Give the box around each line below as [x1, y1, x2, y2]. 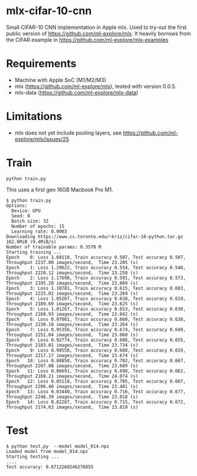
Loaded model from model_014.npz [6, 448, 88, 454]
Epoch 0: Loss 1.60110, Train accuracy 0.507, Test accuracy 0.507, [6, 254, 186, 260]
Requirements [6, 57, 77, 70]
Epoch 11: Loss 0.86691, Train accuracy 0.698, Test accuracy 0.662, [6, 368, 186, 374]
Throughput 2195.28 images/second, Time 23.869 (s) [6, 280, 139, 286]
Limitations [6, 110, 63, 123]
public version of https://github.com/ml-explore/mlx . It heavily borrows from [6, 30, 192, 37]
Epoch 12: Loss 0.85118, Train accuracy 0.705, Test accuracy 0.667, [6, 378, 186, 384]
